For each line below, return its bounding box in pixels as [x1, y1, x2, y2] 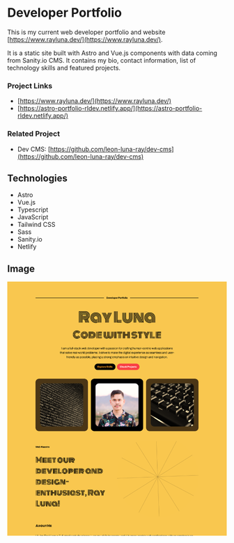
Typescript [17, 205, 49, 214]
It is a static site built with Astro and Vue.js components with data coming [7, 49, 218, 57]
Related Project [7, 129, 61, 139]
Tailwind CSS [17, 221, 56, 229]
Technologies [7, 172, 68, 184]
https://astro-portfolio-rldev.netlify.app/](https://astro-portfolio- [19, 104, 203, 113]
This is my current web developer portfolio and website [7, 28, 166, 36]
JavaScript [17, 213, 49, 221]
